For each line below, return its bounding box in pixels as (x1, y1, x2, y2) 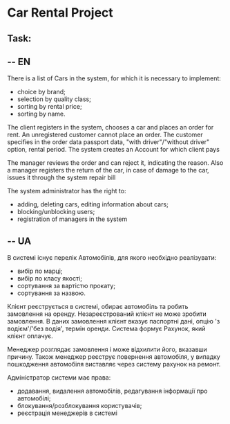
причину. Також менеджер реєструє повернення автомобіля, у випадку (7, 353, 221, 361)
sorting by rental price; (17, 103, 83, 111)
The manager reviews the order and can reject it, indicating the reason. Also (7, 159, 224, 167)
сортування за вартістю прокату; (17, 282, 116, 290)
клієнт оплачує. (7, 332, 53, 340)
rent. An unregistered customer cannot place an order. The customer (7, 130, 204, 139)
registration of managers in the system (17, 215, 128, 223)
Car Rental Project (7, 5, 114, 21)
